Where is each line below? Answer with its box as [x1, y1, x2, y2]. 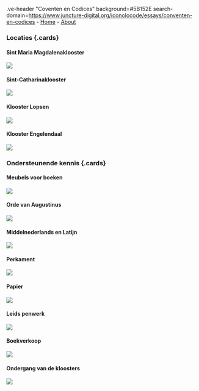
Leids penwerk [6, 310, 45, 318]
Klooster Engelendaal [6, 130, 62, 138]
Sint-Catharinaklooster [6, 76, 66, 83]
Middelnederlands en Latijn [6, 228, 78, 236]
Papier [6, 283, 23, 290]
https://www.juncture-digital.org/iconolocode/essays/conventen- [28, 12, 193, 19]
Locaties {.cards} [6, 33, 59, 42]
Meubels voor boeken [6, 174, 63, 181]
